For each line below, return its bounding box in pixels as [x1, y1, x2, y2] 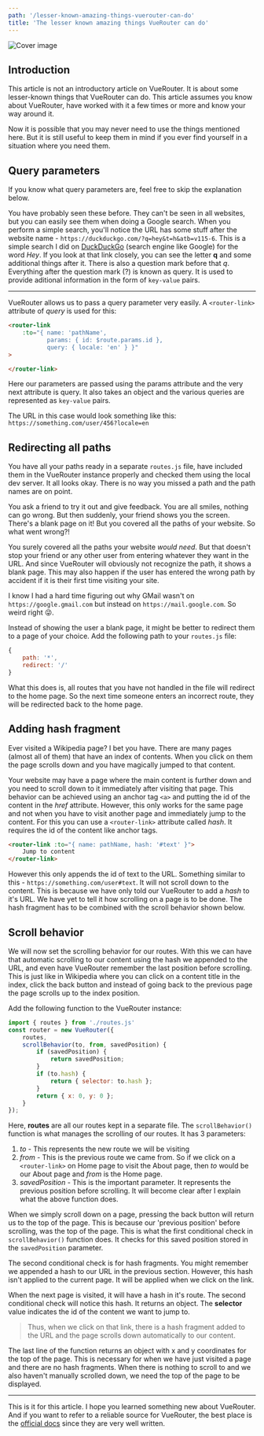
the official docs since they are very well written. [8, 1419, 166, 1428]
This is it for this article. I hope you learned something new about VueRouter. [8, 1402, 256, 1412]
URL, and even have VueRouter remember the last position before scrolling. [8, 963, 253, 973]
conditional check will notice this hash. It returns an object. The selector [8, 1299, 243, 1309]
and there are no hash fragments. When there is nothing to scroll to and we [8, 1363, 251, 1372]
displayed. [8, 1379, 42, 1389]
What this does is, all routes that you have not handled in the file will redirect [8, 682, 255, 692]
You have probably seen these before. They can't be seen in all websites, [8, 209, 246, 218]
